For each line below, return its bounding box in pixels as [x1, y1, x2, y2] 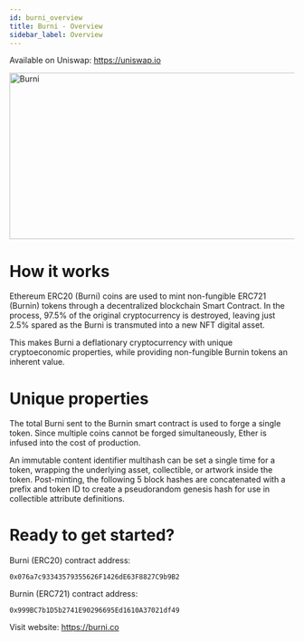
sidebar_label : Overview [9, 30, 103, 39]
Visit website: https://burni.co [9, 622, 119, 633]
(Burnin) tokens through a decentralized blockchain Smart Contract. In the [9, 301, 285, 311]
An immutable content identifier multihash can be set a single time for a [9, 454, 276, 466]
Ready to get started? [9, 525, 175, 546]
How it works [9, 261, 110, 282]
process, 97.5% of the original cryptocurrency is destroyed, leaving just [9, 310, 276, 321]
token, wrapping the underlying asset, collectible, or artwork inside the [9, 464, 273, 475]
